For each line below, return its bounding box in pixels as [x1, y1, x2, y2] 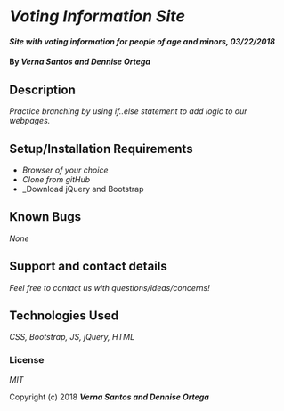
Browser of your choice [21, 165, 109, 175]
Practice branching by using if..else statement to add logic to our [9, 106, 247, 117]
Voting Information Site [9, 6, 185, 27]
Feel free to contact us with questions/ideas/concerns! [9, 282, 211, 293]
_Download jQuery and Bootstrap [21, 184, 144, 194]
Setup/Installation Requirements [9, 141, 193, 157]
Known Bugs [9, 209, 82, 224]
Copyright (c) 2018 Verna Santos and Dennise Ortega [9, 391, 209, 402]
